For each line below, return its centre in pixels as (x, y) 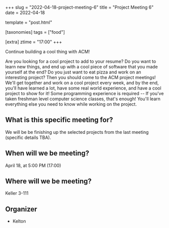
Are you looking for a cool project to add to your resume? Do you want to (81, 61)
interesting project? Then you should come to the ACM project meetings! (80, 77)
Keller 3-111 (17, 193)
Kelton (19, 221)
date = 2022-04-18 (25, 13)
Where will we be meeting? (49, 181)
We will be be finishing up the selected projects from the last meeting (77, 132)
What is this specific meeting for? (59, 120)
